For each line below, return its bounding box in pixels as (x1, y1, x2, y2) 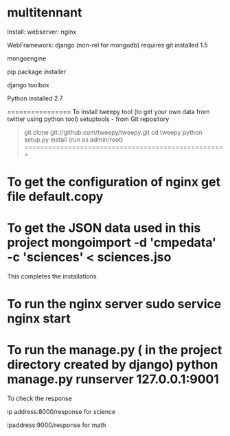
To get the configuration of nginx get (7, 174, 221, 190)
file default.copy (7, 189, 104, 204)
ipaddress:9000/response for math (7, 421, 106, 429)
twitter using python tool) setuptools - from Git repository (7, 115, 170, 123)
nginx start (7, 311, 71, 327)
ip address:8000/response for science (7, 408, 116, 416)
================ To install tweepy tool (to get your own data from (7, 107, 210, 116)
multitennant (7, 5, 82, 21)
